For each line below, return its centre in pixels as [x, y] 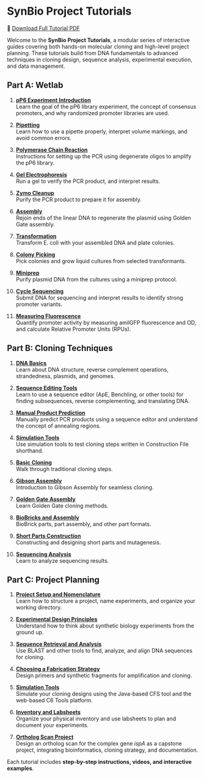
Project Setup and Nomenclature [58, 595]
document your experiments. [52, 725]
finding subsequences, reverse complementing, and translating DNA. [103, 401]
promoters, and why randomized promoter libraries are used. [93, 113]
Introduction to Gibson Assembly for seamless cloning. [85, 487]
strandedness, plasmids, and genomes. [65, 376]
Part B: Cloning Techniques [60, 348]
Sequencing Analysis [43, 554]
